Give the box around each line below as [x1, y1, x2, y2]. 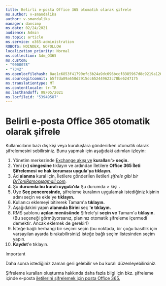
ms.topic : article [5, 35, 43, 40]
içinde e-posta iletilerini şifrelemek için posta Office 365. [5, 275, 120, 282]
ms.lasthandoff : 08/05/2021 [5, 90, 64, 95]
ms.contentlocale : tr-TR [5, 85, 57, 90]
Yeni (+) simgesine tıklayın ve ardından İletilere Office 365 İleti [12, 163, 141, 168]
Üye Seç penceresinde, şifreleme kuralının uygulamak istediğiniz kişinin [12, 189, 160, 195]
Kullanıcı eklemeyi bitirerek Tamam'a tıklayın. [12, 200, 105, 205]
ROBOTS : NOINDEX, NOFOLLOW [5, 44, 61, 49]
